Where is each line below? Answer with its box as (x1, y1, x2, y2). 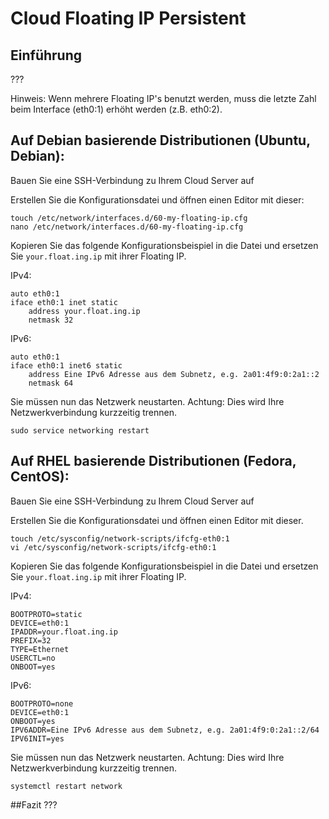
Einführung (10, 47, 82, 64)
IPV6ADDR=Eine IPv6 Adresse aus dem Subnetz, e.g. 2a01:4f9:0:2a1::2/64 (10, 725, 320, 735)
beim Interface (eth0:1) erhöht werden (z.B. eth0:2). (10, 103, 223, 115)
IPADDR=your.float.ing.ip (10, 627, 118, 637)
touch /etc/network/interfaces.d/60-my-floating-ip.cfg (10, 213, 248, 223)
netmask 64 (28, 378, 74, 388)
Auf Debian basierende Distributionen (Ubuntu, (10, 132, 311, 149)
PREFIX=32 (10, 635, 52, 646)
